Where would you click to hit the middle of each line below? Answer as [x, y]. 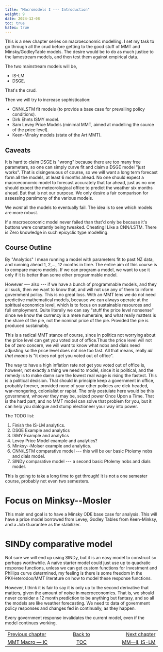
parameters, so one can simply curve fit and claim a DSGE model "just [75, 167]
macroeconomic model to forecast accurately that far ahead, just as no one [80, 182]
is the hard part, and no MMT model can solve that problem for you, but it [78, 401]
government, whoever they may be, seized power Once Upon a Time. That [80, 396]
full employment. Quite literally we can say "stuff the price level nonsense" [80, 310]
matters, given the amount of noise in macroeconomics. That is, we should [80, 593]
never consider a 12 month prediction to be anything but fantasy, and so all [80, 598]
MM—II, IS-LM [139, 642]
